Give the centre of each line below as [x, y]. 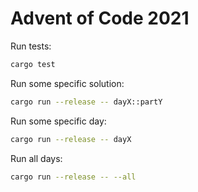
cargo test [33, 64]
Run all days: [36, 158]
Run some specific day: [58, 121]
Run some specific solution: [67, 83]
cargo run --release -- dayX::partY [86, 102]
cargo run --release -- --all [73, 177]
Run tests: [31, 46]
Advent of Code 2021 [100, 18]
